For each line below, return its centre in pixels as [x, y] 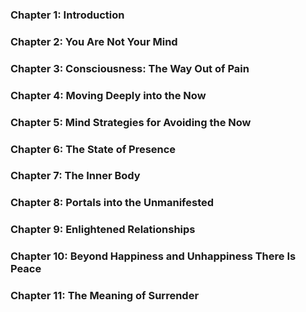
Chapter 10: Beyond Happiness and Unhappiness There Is [153, 256]
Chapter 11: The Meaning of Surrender [105, 296]
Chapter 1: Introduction [67, 15]
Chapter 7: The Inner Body [75, 176]
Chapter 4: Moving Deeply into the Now [108, 95]
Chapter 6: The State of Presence [93, 149]
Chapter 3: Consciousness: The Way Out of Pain [130, 68]
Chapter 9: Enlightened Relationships [103, 230]
